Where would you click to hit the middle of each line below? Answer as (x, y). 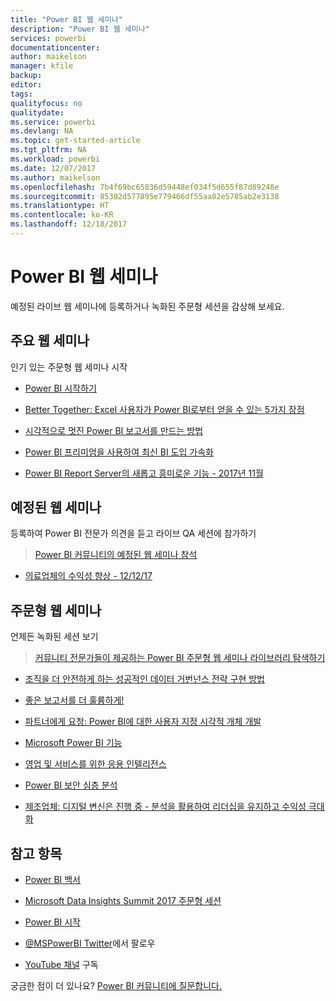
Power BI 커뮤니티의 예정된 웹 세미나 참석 (116, 555)
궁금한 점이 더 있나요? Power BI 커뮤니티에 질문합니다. (116, 986)
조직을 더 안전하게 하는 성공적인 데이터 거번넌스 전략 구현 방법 (144, 679)
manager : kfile (42, 66)
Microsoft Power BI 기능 (73, 743)
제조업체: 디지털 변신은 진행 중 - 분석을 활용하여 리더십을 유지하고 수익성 (165, 807)
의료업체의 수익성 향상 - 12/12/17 (88, 576)
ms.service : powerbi (53, 122)
